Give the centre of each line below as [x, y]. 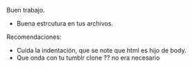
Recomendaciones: [34, 37]
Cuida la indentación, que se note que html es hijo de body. [101, 50]
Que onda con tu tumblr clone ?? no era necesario [88, 58]
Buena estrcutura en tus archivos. [65, 23]
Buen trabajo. [26, 10]
